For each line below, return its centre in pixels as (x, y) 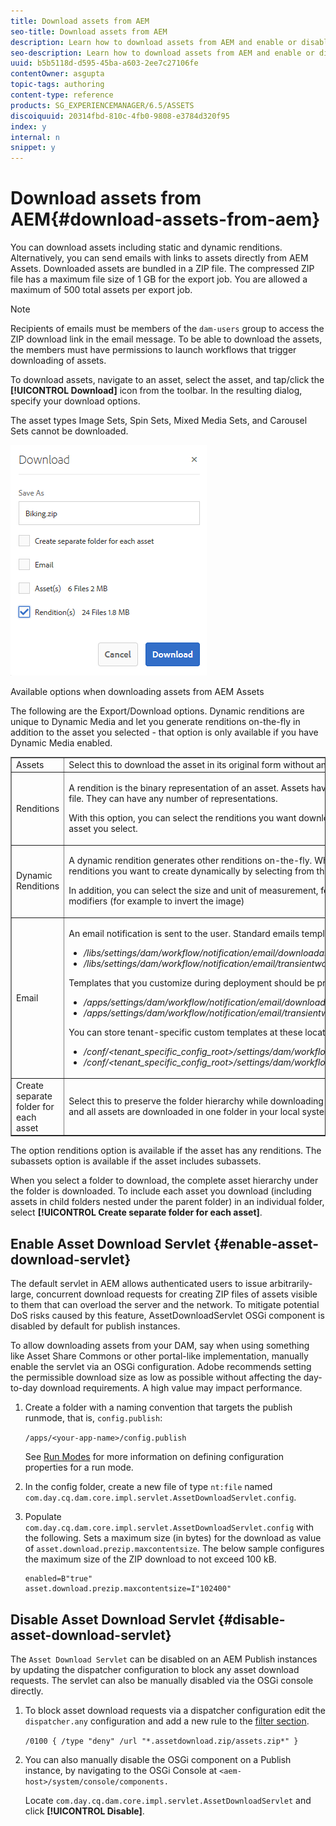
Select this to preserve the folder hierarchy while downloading (196, 1101)
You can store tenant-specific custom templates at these (185, 1032)
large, (22, 1294)
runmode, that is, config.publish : (93, 1418)
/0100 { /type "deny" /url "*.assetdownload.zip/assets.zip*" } (161, 1741)
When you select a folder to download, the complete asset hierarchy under (164, 1181)
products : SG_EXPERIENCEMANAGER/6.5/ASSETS (102, 105)
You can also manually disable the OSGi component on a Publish (158, 1759)
